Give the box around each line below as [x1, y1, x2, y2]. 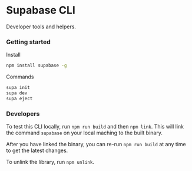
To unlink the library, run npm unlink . [6, 159, 95, 166]
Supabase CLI [6, 4, 75, 17]
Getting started [6, 38, 51, 46]
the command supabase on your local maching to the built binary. [6, 129, 163, 136]
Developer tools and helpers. [6, 23, 77, 30]
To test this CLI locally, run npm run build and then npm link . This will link [6, 123, 184, 130]
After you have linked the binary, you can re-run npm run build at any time [6, 141, 187, 148]
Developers [6, 110, 40, 118]
